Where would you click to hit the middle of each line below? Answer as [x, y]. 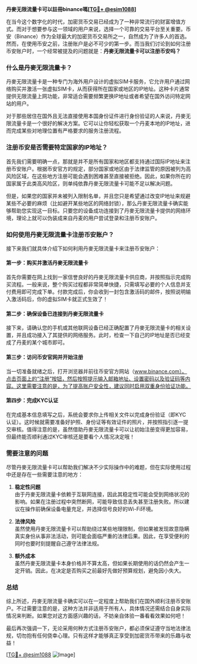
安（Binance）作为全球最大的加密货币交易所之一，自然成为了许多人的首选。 [98, 36]
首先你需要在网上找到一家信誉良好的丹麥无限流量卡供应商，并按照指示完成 [96, 277]
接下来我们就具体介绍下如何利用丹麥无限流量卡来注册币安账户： [83, 248]
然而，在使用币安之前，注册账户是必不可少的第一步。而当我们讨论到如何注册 [98, 44]
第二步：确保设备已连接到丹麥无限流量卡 [55, 314]
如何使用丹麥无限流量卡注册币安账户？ [60, 234]
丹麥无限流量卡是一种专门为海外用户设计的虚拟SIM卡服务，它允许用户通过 [96, 82]
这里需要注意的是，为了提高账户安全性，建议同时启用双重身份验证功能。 [103, 386]
